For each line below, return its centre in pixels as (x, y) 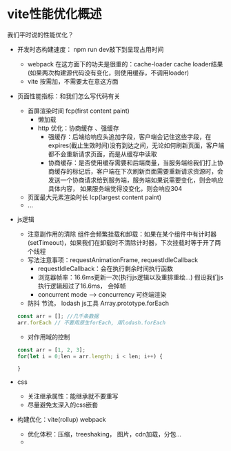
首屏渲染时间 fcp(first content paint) (78, 111)
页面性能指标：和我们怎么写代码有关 (69, 96)
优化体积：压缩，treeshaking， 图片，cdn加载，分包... (104, 434)
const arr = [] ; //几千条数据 (58, 316)
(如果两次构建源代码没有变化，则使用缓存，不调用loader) (108, 73)
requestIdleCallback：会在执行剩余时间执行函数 (106, 268)
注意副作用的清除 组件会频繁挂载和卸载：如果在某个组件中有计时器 (122, 234)
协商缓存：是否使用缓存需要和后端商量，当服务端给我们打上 (133, 163)
